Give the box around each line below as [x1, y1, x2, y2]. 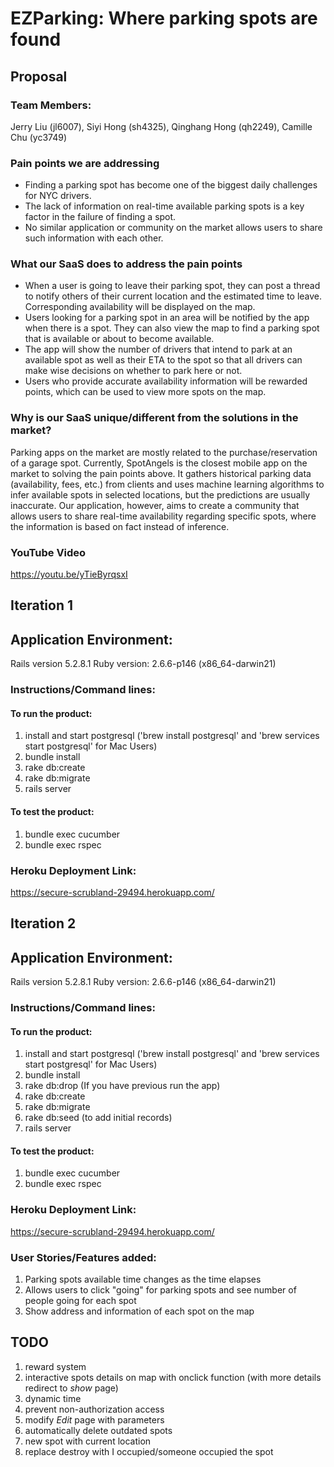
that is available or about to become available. [24, 333, 215, 345]
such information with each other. [24, 232, 164, 244]
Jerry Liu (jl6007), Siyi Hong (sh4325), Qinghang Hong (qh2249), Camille [10, 120, 313, 132]
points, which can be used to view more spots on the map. [24, 386, 267, 398]
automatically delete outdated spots [24, 1424, 173, 1436]
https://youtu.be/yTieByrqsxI [10, 568, 128, 581]
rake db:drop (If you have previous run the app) [24, 1080, 221, 1092]
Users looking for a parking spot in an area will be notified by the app [24, 312, 310, 324]
